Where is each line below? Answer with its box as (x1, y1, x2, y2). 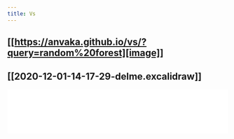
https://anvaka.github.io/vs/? (14, 36, 147, 48)
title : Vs (7, 10, 36, 17)
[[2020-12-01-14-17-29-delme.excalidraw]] (7, 71, 202, 82)
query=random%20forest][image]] (7, 47, 164, 59)
